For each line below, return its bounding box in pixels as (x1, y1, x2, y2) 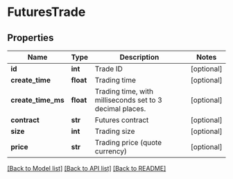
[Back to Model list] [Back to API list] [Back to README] (7, 164, 166, 172)
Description (119, 53, 159, 62)
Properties (7, 32, 54, 44)
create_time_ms (10, 95, 64, 105)
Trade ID (94, 64, 123, 74)
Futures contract (94, 115, 149, 125)
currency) (94, 146, 127, 156)
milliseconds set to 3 (94, 95, 163, 105)
